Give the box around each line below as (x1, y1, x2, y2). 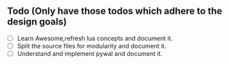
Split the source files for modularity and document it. (17, 42, 166, 50)
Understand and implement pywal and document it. (17, 49, 163, 57)
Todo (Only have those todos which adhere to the (7, 5, 223, 17)
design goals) (7, 16, 67, 28)
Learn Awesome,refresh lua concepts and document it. (17, 34, 173, 42)
